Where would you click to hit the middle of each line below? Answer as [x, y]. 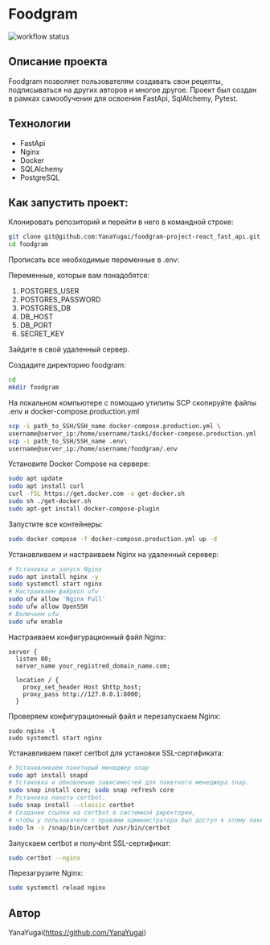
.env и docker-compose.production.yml [74, 411]
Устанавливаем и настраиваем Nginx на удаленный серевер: [114, 554]
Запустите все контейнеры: [55, 524]
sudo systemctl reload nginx [57, 888]
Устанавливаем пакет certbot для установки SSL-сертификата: [116, 753]
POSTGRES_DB [45, 308]
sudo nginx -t [32, 731]
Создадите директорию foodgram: [67, 365]
